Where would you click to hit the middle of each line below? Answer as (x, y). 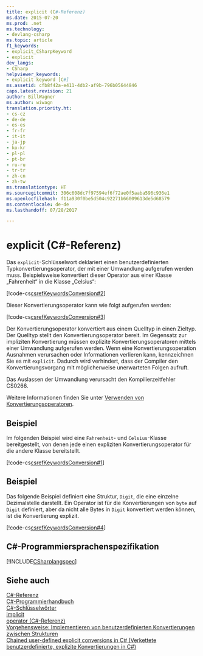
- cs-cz (16, 114)
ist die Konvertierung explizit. (43, 515)
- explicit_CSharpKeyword (39, 52)
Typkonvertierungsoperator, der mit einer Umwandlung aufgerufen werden (100, 269)
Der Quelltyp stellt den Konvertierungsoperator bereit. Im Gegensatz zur (97, 335)
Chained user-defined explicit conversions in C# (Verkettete (81, 640)
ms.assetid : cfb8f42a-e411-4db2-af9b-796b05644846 (72, 86)
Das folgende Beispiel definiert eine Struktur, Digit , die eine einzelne (93, 496)
